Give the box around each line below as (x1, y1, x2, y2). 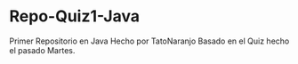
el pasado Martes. (9, 44, 76, 55)
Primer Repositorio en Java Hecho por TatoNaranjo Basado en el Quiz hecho (9, 36, 290, 46)
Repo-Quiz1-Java (9, 6, 141, 27)
